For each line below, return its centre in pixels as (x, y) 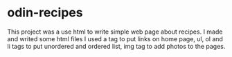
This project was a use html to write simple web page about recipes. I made (115, 32)
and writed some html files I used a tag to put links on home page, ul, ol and (115, 38)
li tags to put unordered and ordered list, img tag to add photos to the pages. (116, 46)
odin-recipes (45, 13)
